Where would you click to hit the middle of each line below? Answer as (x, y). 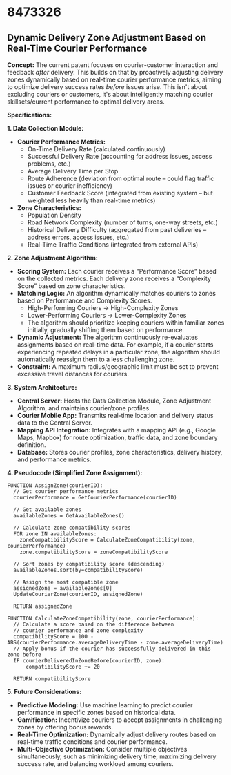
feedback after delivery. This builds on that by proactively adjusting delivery (115, 72)
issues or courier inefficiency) (70, 186)
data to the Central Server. (54, 423)
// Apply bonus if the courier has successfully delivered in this (112, 649)
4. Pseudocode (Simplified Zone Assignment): (75, 473)
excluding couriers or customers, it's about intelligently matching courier (110, 94)
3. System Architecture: (42, 387)
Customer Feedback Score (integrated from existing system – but (120, 193)
